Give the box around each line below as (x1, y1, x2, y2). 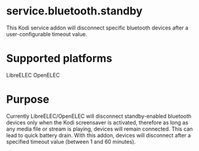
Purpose (6, 93, 50, 106)
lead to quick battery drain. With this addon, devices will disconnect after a (6, 131, 191, 139)
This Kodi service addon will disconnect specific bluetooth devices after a (6, 24, 189, 31)
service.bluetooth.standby (6, 4, 143, 18)
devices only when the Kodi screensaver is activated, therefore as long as (6, 119, 189, 126)
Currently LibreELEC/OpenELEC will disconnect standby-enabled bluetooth (6, 112, 192, 120)
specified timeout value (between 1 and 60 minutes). (6, 138, 136, 145)
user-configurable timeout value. (6, 30, 88, 37)
